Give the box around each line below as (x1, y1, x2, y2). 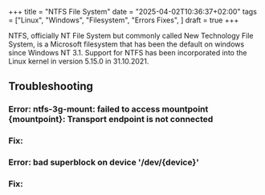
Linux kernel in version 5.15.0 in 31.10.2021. (8, 56, 149, 66)
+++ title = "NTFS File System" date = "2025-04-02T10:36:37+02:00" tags (8, 7, 257, 16)
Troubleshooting (8, 79, 94, 93)
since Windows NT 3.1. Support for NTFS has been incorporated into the (8, 48, 247, 57)
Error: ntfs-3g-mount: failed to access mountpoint (8, 104, 209, 115)
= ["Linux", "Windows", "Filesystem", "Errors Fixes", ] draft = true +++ (8, 15, 239, 25)
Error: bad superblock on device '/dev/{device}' (8, 156, 199, 168)
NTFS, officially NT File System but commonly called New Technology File (8, 31, 254, 40)
